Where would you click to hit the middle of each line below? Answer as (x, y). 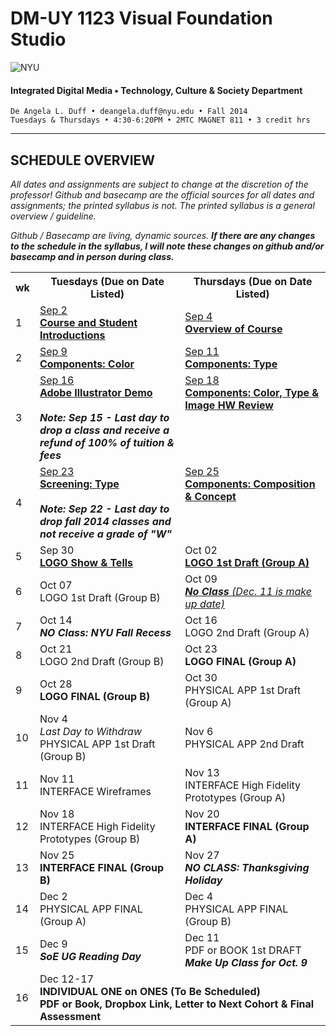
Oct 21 (56, 649)
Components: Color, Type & (252, 392)
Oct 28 (56, 684)
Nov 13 (202, 772)
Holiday (203, 880)
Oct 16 (201, 620)
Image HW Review (229, 405)
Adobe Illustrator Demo (96, 392)
